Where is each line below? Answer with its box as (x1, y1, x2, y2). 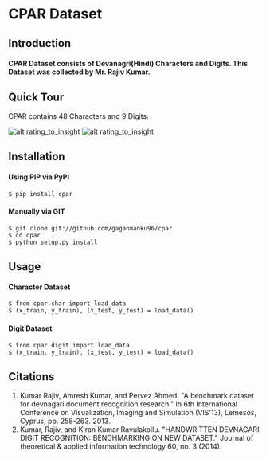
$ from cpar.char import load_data (8, 300, 127, 308)
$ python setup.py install (8, 238, 98, 246)
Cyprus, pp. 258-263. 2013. (19, 416, 111, 426)
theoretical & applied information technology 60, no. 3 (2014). (19, 441, 222, 451)
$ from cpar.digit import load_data (8, 341, 130, 349)
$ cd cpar (8, 231, 41, 239)
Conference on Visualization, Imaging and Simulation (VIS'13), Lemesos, (19, 408, 257, 418)
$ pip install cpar (8, 190, 73, 198)
